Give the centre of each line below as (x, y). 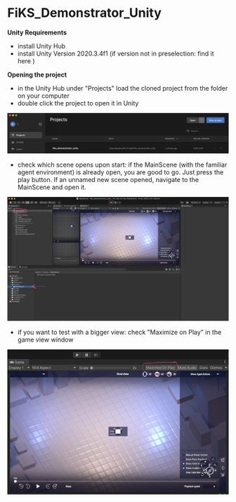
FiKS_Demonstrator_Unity (84, 13)
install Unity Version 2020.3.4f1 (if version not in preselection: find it (116, 53)
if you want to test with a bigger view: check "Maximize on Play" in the (119, 332)
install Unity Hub (41, 46)
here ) (26, 60)
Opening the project (37, 75)
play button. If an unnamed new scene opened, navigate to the (108, 179)
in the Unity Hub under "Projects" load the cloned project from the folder (123, 88)
